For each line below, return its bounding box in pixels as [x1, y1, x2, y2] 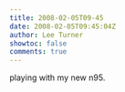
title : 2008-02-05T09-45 [9, 13, 104, 23]
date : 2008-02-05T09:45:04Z [9, 22, 117, 31]
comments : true [9, 47, 68, 56]
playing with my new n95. [9, 72, 106, 83]
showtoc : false [9, 38, 68, 48]
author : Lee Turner [9, 30, 84, 39]
